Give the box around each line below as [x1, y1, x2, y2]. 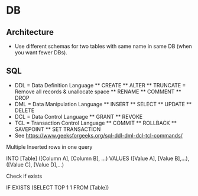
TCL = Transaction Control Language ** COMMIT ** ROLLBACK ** [14, 119, 177, 126]
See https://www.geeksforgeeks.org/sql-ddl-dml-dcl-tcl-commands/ [14, 132, 183, 139]
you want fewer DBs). [14, 49, 68, 56]
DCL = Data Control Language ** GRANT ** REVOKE [14, 113, 143, 120]
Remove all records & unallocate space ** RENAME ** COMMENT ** [14, 88, 181, 95]
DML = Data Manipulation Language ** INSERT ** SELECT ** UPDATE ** [14, 100, 192, 107]
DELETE [14, 107, 35, 114]
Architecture [6, 27, 54, 37]
